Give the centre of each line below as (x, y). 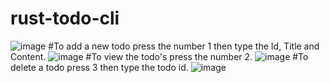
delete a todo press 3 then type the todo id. (99, 67)
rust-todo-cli (65, 18)
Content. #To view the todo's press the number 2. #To (159, 56)
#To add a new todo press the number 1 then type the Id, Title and (184, 46)
